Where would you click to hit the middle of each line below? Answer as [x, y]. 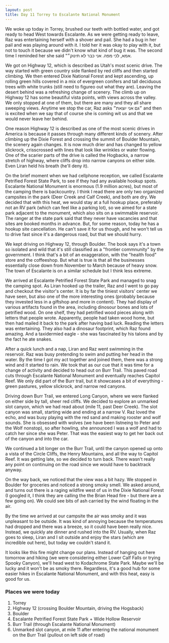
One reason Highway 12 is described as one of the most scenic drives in [80, 128]
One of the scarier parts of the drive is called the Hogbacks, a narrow [77, 155]
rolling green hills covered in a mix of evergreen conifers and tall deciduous [83, 81]
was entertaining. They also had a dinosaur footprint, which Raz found [78, 328]
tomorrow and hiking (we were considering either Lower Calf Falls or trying [83, 558]
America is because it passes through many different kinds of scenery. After [84, 134]
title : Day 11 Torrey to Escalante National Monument [63, 15]
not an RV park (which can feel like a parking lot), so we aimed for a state [81, 207]
